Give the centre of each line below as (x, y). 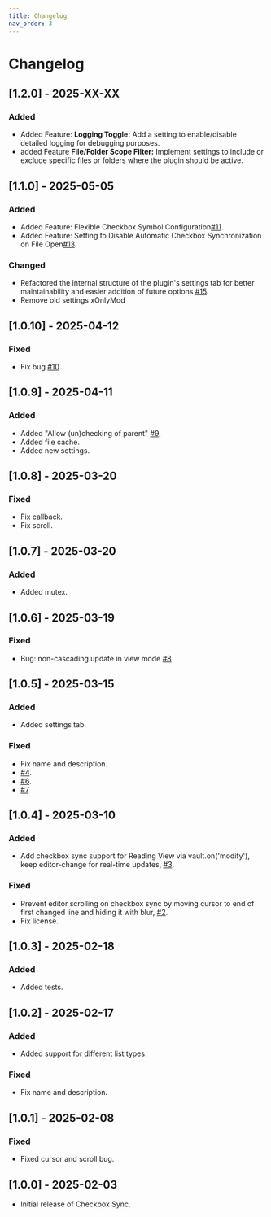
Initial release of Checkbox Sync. (75, 1204)
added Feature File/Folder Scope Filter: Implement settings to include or (142, 152)
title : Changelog (38, 16)
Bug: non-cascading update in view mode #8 (96, 658)
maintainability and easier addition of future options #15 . (114, 292)
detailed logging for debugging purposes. (90, 143)
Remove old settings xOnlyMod (73, 300)
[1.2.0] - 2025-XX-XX (64, 94)
